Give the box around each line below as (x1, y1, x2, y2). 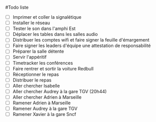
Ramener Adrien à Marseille (12, 100, 71, 106)
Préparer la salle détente (12, 48, 65, 55)
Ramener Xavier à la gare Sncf (12, 111, 76, 117)
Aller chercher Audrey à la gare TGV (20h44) (12, 88, 107, 94)
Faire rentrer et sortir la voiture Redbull (12, 65, 94, 71)
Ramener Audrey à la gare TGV (12, 106, 78, 111)
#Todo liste (5, 5, 29, 10)
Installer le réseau (12, 20, 50, 26)
